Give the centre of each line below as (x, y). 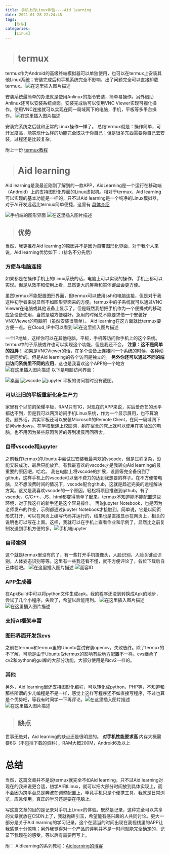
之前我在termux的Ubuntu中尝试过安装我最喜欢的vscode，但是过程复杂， (81, 459)
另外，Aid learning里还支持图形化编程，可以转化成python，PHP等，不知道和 (85, 687)
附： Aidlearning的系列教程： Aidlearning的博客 (54, 846)
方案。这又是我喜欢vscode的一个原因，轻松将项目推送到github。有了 (77, 490)
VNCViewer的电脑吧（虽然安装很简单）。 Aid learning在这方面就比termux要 (83, 321)
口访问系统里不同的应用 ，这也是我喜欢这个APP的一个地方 (65, 363)
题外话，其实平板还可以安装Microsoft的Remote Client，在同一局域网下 (87, 420)
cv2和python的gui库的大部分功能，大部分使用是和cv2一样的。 (70, 660)
